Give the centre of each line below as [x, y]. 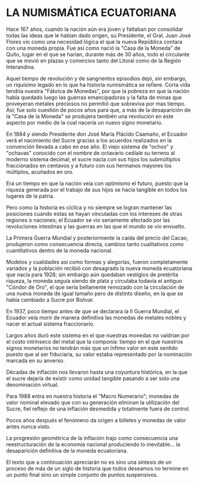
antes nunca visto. [29, 426]
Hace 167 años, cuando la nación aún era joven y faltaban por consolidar [95, 29]
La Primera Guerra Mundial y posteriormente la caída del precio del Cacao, [97, 238]
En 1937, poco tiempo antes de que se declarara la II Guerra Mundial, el [92, 311]
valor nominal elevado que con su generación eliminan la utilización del [93, 402]
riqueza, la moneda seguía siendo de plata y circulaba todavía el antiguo [94, 281]
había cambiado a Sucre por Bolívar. [50, 300]
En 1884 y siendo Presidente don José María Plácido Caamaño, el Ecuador [97, 134]
